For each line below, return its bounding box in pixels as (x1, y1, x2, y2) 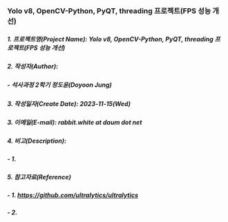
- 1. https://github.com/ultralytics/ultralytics (7, 191, 139, 199)
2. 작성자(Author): (7, 62, 59, 70)
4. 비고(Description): (7, 137, 67, 145)
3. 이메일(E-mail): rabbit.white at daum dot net (7, 119, 142, 127)
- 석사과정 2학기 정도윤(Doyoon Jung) (7, 81, 113, 89)
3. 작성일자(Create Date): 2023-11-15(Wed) (7, 99, 131, 108)
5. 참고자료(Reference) (7, 173, 71, 181)
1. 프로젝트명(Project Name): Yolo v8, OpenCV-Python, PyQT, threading (7, 34, 214, 43)
